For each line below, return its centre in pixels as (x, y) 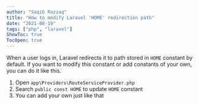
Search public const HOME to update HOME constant (79, 89)
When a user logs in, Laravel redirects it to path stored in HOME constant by (99, 58)
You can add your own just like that (59, 96)
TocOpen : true (24, 40)
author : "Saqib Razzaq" (37, 12)
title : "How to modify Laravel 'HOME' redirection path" (81, 18)
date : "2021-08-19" (31, 23)
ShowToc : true (24, 35)
